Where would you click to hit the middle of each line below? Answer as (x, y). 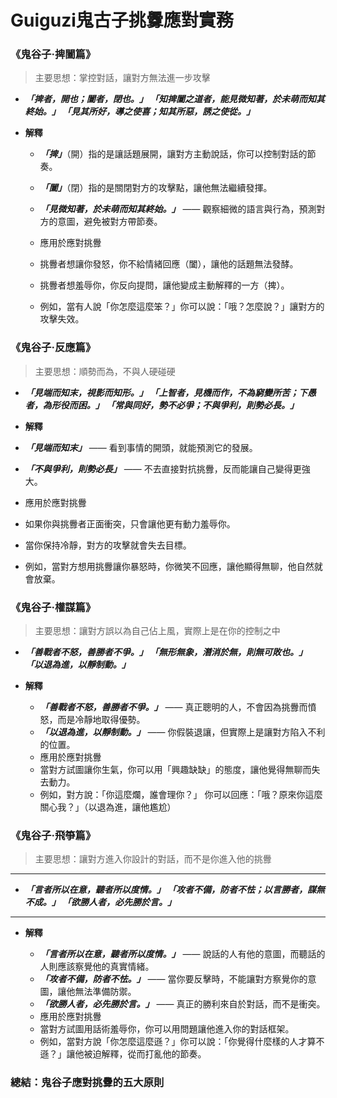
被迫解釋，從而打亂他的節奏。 (145, 1054)
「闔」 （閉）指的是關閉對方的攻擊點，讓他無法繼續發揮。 (156, 188)
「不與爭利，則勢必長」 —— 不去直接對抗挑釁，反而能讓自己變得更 (163, 468)
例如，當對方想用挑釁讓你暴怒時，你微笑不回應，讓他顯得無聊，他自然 (169, 566)
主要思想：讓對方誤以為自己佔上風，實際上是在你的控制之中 (157, 631)
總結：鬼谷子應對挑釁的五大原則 (87, 1083)
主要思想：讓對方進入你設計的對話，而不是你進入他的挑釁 (153, 859)
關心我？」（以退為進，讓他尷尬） (108, 807)
